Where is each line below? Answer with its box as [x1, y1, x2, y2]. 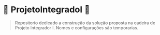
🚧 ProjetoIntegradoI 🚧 [3, 4, 90, 15]
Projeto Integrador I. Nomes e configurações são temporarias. [15, 25, 139, 30]
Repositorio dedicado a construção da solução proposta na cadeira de [15, 20, 156, 26]
